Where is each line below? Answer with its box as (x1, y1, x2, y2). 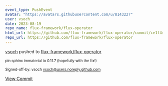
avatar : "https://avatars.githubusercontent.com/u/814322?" (5, 12, 133, 17)
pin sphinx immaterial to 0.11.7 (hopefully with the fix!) (5, 58, 97, 63)
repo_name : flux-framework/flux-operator (5, 26, 93, 31)
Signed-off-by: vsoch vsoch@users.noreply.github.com (5, 67, 101, 72)
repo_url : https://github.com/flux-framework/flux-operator (5, 35, 133, 40)
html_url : (5, 30, 26, 35)
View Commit (5, 76, 33, 82)
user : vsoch (5, 16, 30, 21)
